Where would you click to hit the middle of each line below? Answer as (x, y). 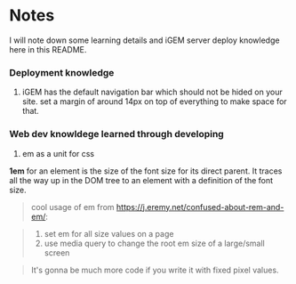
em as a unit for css (58, 153)
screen (57, 252)
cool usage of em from (72, 207)
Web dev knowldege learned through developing (116, 134)
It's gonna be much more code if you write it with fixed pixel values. (155, 270)
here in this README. (48, 49)
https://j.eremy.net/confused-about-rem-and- (200, 207)
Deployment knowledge (62, 72)
